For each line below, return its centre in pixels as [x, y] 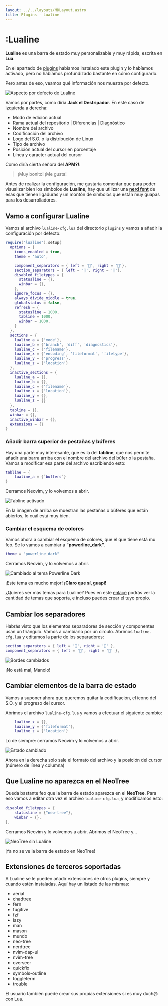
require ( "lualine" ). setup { [33, 243]
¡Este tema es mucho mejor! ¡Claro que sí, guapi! [56, 583]
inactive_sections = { [33, 372]
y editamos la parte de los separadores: [63, 637]
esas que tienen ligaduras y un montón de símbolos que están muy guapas [83, 195]
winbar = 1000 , [34, 321]
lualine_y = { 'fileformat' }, [45, 727]
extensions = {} [27, 424]
